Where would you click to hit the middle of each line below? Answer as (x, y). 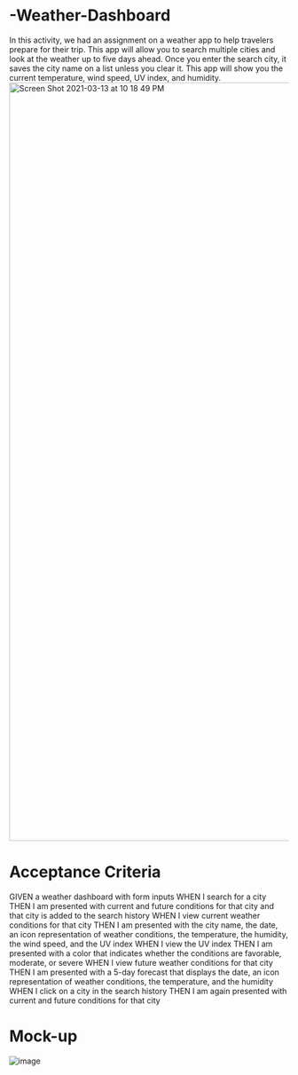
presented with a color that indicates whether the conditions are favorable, (145, 953)
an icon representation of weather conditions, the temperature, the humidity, (149, 934)
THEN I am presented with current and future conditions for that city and (142, 905)
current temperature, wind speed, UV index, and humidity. (115, 77)
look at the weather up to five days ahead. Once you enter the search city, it (148, 59)
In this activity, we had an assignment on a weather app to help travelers (141, 40)
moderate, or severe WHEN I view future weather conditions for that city (141, 962)
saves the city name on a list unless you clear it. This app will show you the (146, 68)
